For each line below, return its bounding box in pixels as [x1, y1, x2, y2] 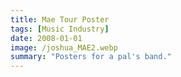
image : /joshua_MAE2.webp [10, 42, 118, 53]
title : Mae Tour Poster [10, 14, 110, 25]
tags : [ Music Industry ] [10, 24, 110, 34]
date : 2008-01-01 [10, 33, 83, 43]
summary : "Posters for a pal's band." [10, 52, 172, 62]
